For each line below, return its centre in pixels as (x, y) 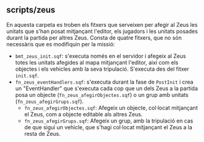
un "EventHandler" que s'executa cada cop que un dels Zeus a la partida (106, 88)
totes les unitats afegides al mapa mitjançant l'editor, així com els (97, 62)
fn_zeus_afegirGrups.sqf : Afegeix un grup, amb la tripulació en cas (109, 121)
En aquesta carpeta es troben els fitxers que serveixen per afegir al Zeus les (102, 24)
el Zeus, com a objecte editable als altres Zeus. (83, 114)
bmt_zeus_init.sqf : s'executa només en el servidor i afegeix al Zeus (100, 56)
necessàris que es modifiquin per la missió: (61, 44)
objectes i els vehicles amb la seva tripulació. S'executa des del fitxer (102, 69)
